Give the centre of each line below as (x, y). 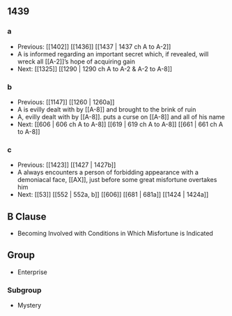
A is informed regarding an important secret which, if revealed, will (113, 54)
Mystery (29, 306)
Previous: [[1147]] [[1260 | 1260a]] (66, 102)
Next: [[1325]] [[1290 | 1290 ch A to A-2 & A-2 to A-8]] (95, 68)
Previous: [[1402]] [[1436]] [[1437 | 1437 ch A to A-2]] (94, 46)
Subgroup (24, 290)
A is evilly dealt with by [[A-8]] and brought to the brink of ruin (107, 109)
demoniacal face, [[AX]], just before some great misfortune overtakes (117, 180)
